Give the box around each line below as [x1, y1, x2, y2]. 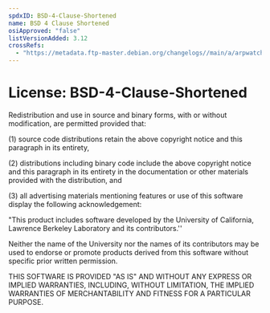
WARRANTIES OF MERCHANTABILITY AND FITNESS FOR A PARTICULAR [8, 288, 251, 298]
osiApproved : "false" [8, 26, 81, 35]
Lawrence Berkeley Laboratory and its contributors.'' [8, 223, 182, 233]
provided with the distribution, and [8, 175, 122, 185]
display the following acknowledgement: [8, 199, 142, 209]
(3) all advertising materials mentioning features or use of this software [8, 190, 243, 201]
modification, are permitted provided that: [8, 118, 146, 128]
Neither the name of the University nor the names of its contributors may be [8, 238, 260, 249]
